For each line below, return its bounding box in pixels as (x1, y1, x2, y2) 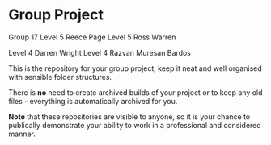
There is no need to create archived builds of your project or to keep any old (8, 87, 263, 97)
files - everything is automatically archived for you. (8, 96, 178, 106)
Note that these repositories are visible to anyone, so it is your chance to (8, 111, 251, 122)
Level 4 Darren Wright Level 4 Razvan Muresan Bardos (8, 48, 192, 57)
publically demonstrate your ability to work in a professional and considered (8, 120, 261, 130)
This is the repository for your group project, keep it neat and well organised (8, 63, 263, 73)
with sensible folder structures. (8, 72, 112, 81)
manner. (8, 129, 36, 139)
